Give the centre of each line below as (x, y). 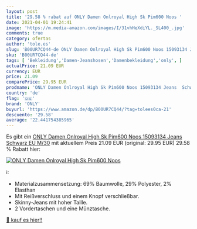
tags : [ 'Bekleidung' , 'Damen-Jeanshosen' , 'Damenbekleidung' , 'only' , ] (94, 60)
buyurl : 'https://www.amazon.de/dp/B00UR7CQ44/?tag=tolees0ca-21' (89, 109)
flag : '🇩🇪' (21, 98)
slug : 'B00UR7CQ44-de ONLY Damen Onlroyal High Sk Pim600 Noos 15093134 (97, 50)
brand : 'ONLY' (23, 104)
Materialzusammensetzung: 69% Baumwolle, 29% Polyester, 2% (93, 184)
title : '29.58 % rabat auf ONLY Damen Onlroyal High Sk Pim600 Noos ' (94, 17)
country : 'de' (23, 93)
